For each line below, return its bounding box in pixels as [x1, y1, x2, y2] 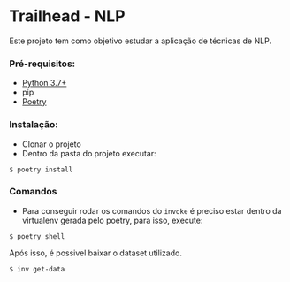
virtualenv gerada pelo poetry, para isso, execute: [21, 215, 203, 225]
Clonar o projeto [21, 139, 81, 149]
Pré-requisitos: [9, 57, 76, 70]
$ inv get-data [9, 264, 65, 273]
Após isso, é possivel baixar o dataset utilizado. [9, 248, 183, 258]
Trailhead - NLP [9, 6, 126, 27]
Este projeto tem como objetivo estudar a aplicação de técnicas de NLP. [9, 35, 272, 46]
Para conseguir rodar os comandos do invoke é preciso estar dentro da [21, 205, 282, 216]
